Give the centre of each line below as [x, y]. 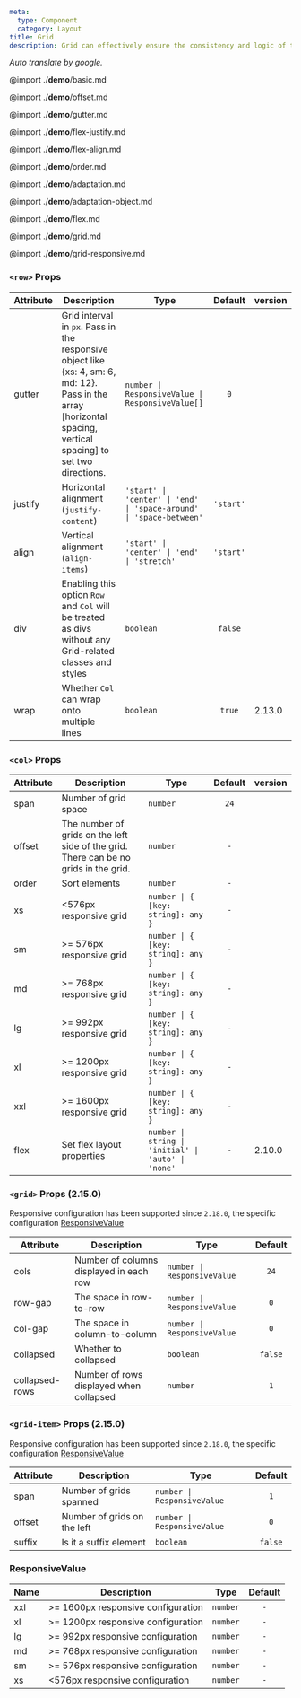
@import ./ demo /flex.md [55, 219]
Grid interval [87, 315]
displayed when [108, 1386]
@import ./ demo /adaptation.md [68, 184]
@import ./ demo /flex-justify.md [68, 132]
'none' [162, 1168]
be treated [83, 617]
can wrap [81, 699]
